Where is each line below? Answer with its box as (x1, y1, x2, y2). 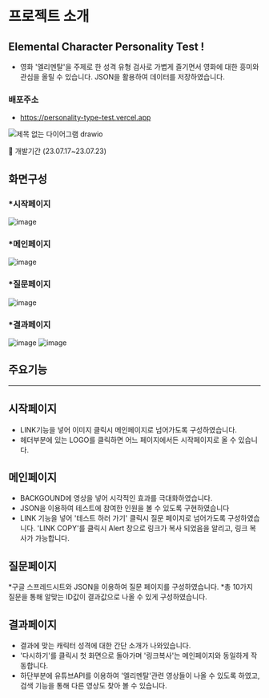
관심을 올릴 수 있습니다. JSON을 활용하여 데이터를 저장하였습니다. (19, 72, 226, 81)
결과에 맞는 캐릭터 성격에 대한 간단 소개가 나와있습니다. (19, 640, 191, 650)
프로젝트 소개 (8, 7, 90, 26)
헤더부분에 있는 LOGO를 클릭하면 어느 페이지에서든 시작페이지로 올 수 (19, 435, 237, 444)
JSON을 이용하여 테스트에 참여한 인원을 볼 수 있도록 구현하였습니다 (19, 503, 230, 513)
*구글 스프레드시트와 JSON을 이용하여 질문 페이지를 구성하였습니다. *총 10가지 (8, 582, 254, 592)
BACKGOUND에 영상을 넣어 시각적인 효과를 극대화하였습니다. (19, 493, 213, 503)
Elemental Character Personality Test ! (8, 39, 205, 53)
